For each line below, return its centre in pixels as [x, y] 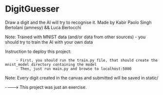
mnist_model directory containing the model [51, 64]
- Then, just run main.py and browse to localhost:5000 [74, 69]
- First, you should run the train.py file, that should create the [87, 60]
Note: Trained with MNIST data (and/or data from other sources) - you [75, 37]
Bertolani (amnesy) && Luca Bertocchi [43, 27]
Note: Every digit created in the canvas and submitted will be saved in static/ [82, 78]
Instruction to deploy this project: [38, 51]
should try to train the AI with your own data [49, 42]
